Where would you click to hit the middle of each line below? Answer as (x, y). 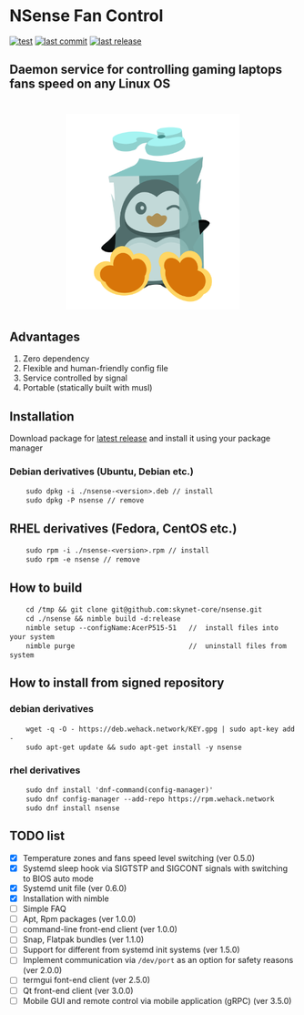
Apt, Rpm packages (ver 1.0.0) (79, 919)
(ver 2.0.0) (42, 970)
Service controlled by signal (75, 378)
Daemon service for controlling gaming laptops (146, 70)
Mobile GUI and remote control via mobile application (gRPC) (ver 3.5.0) (157, 1000)
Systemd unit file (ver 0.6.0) (75, 888)
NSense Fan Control (86, 16)
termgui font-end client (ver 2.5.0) (86, 980)
